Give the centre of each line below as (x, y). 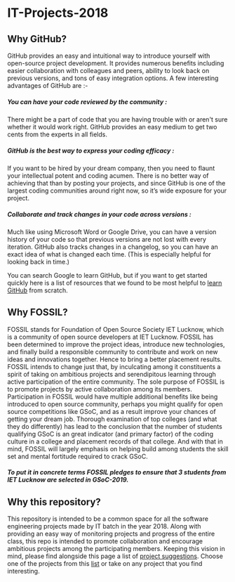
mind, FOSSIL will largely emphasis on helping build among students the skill (118, 448)
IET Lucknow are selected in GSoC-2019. (68, 480)
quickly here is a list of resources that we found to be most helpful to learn (115, 283)
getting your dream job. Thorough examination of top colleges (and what (112, 419)
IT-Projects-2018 (58, 13)
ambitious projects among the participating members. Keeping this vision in (116, 549)
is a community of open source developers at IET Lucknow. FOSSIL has (110, 337)
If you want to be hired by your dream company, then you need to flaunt (111, 168)
